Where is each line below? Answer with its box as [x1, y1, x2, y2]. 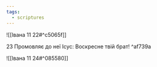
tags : [6, 8, 20, 15]
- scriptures [11, 14, 45, 21]
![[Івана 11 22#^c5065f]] [6, 31, 67, 38]
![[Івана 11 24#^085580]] [6, 54, 68, 62]
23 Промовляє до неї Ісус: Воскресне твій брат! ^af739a [6, 43, 152, 50]
